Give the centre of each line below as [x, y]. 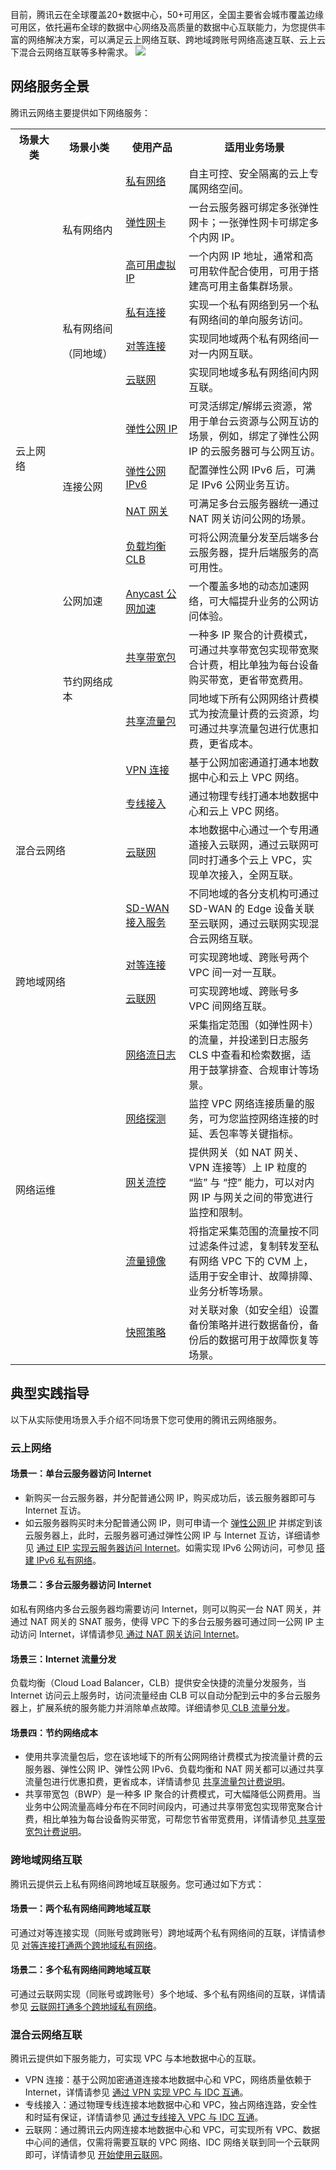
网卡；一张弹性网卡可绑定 [249, 222]
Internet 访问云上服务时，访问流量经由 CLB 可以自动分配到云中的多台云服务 [166, 1695]
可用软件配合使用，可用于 [249, 271]
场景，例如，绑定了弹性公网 [254, 436]
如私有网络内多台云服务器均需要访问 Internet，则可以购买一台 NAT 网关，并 [166, 1609]
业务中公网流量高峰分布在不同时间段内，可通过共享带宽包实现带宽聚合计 [173, 1807]
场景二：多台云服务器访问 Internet [81, 1585]
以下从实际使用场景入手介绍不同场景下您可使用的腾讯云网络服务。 [146, 1419]
